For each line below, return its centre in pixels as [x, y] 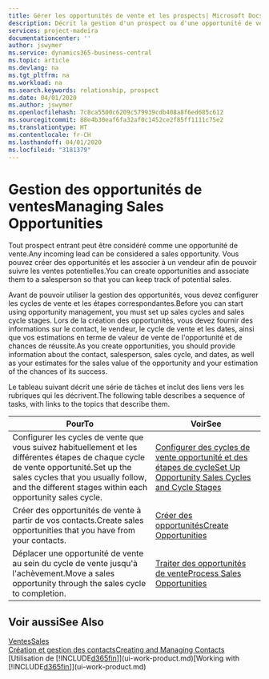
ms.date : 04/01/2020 [43, 98]
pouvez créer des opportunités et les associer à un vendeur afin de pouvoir [133, 263]
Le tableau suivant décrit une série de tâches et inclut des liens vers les [126, 387]
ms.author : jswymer [41, 105]
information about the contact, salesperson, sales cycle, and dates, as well [131, 355]
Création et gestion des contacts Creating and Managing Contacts [116, 650]
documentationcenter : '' [50, 38]
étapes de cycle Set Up [198, 468]
